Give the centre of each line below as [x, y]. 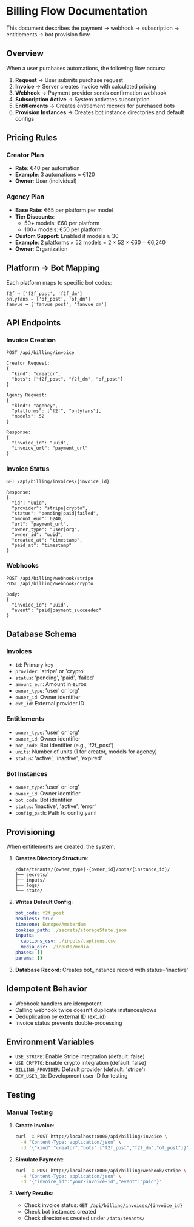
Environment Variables [50, 1042]
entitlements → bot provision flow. [49, 34]
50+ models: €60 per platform [62, 223]
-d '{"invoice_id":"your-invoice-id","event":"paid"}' [92, 1182]
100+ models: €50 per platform [63, 229]
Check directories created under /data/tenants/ [85, 1218]
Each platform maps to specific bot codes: [59, 282]
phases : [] [29, 953]
